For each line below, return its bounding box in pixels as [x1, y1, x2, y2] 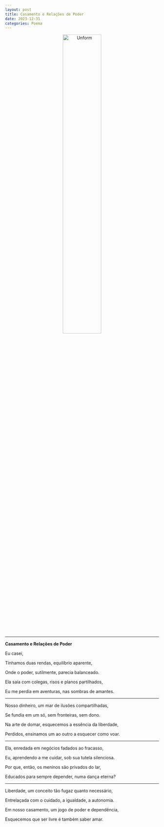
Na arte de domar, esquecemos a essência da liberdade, [5, 722, 119, 727]
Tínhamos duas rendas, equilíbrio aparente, [5, 660, 93, 666]
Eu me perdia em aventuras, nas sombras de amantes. [5, 689, 115, 695]
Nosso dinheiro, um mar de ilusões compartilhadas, [5, 702, 109, 709]
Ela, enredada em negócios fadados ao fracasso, [5, 745, 104, 751]
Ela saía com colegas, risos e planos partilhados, [5, 679, 103, 685]
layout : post [5, 7, 32, 12]
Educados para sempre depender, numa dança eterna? [5, 774, 116, 780]
